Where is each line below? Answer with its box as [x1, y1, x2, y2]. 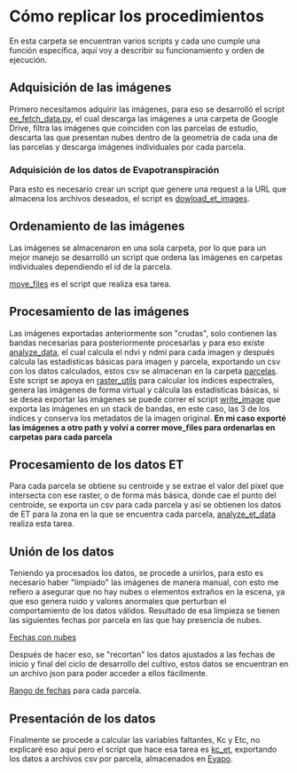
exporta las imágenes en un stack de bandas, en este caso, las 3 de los [9, 403, 270, 414]
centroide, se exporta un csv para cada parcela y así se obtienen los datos [9, 500, 282, 510]
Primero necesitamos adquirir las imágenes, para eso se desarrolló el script [9, 104, 285, 114]
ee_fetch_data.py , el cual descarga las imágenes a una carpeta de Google [9, 113, 279, 123]
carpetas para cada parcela [9, 431, 113, 442]
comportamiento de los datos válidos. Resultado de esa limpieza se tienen [9, 605, 281, 616]
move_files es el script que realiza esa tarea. [9, 278, 171, 289]
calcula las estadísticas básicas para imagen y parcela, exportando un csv [9, 356, 281, 367]
